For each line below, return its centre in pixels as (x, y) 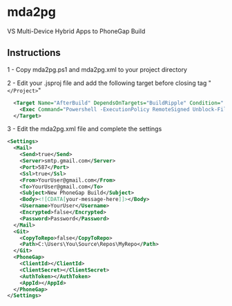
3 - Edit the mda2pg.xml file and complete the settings (85, 129)
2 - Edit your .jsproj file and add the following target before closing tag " (109, 83)
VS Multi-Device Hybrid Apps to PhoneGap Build (76, 31)
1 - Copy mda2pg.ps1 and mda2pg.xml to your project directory (97, 69)
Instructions (34, 53)
